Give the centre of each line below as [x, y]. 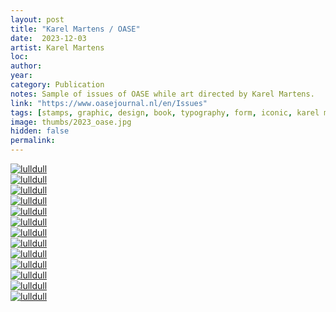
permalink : [33, 141]
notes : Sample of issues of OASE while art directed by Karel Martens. [162, 94]
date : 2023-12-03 [48, 38]
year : [21, 76]
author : [26, 66]
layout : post [37, 19]
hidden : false [40, 131]
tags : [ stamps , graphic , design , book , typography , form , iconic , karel [165, 112]
